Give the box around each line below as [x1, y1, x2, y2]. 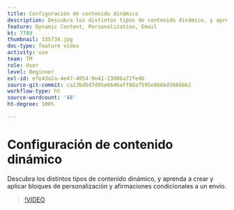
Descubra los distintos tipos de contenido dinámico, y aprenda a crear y [7, 175, 214, 183]
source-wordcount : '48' [7, 95, 77, 102]
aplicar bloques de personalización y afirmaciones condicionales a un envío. [7, 181, 227, 190]
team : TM [7, 56, 33, 63]
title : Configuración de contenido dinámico [7, 10, 139, 17]
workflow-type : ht [7, 88, 61, 95]
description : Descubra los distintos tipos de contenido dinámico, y [7, 17, 214, 24]
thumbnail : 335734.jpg [7, 36, 73, 43]
